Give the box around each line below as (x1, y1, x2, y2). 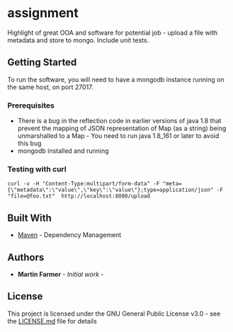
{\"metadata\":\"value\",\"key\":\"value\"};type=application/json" (7, 186, 214, 194)
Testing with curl (7, 164, 67, 174)
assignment (7, 5, 79, 21)
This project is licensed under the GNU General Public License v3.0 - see (7, 309, 221, 318)
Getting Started (7, 57, 77, 69)
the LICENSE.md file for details (7, 316, 97, 325)
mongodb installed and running (17, 147, 109, 155)
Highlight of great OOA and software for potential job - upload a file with (7, 28, 218, 37)
